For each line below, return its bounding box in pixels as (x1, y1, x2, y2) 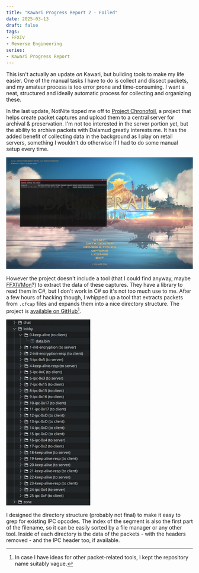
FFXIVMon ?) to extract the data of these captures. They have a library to (6, 281, 183, 288)
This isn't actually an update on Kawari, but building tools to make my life (6, 70, 185, 77)
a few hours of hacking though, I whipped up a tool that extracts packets (6, 293, 184, 300)
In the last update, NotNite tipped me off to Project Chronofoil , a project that (6, 107, 191, 114)
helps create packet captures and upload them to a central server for (6, 114, 175, 121)
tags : (6, 29, 20, 35)
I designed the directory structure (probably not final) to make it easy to (6, 511, 181, 518)
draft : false (6, 22, 38, 28)
